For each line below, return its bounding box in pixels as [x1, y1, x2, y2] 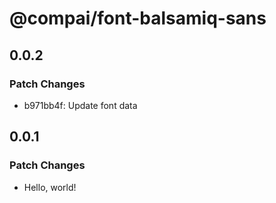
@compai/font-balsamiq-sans [9, 7, 267, 30]
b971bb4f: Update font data [23, 99, 138, 111]
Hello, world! [23, 181, 77, 193]
